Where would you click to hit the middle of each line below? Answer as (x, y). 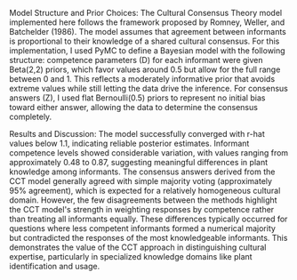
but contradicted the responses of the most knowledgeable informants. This (148, 238)
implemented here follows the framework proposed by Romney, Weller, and (147, 22)
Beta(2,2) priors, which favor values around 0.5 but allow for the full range (145, 69)
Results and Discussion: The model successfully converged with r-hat (137, 134)
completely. (31, 116)
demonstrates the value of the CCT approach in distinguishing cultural (138, 247)
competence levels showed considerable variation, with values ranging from (149, 153)
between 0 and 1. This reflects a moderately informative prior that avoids (142, 79)
